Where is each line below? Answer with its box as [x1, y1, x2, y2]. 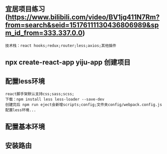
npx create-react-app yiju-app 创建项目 [5, 58, 131, 67]
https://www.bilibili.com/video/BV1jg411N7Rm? [7, 13, 160, 22]
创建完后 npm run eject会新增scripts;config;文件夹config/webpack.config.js [5, 102, 162, 108]
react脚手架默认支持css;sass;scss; [5, 91, 74, 97]
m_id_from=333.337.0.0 [5, 29, 83, 37]
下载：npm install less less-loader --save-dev [5, 97, 105, 102]
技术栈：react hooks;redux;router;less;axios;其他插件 [5, 43, 117, 48]
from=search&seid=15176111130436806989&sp [5, 21, 159, 29]
